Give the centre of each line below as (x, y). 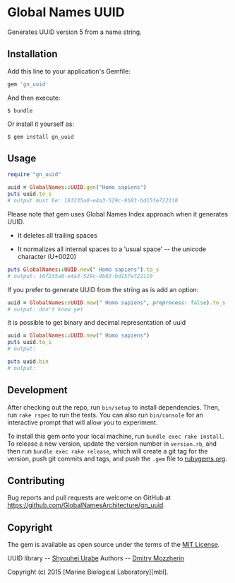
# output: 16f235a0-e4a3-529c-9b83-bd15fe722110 (80, 276)
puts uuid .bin (28, 362)
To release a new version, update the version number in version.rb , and (112, 444)
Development (38, 390)
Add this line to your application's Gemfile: (69, 71)
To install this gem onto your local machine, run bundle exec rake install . (116, 436)
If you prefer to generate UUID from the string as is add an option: (103, 289)
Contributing (36, 481)
